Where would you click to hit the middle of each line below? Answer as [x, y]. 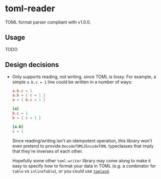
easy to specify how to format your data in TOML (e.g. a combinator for [84, 166]
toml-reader [30, 9]
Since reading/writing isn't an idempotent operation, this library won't [82, 141]
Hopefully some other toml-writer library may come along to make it [81, 160]
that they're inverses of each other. [47, 151]
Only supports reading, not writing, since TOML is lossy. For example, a [84, 77]
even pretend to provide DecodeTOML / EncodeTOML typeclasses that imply [83, 146]
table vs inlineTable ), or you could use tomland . [61, 171]
